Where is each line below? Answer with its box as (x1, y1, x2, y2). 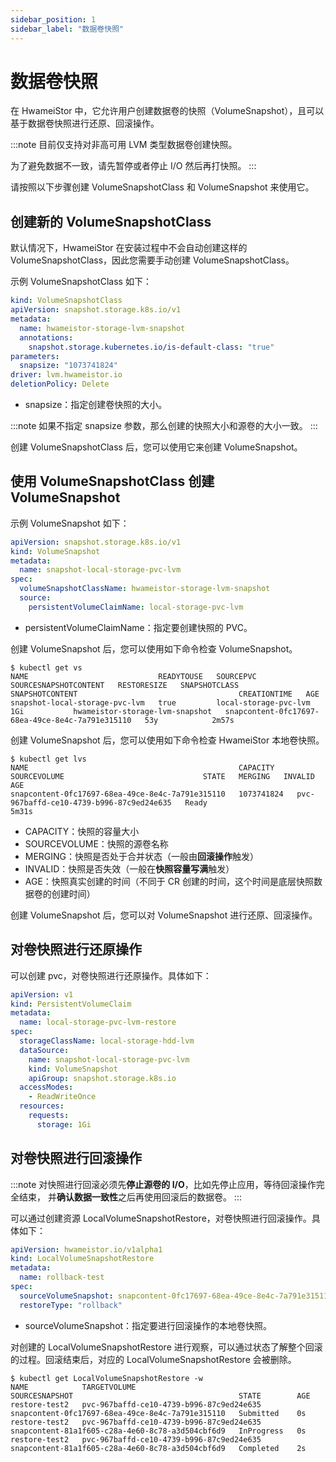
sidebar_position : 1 (10, 14, 97, 25)
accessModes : (19, 1082, 74, 1093)
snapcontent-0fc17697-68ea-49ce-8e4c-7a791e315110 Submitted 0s (10, 1408, 307, 1418)
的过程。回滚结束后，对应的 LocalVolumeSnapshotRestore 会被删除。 (10, 1353, 297, 1365)
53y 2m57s (144, 715, 235, 725)
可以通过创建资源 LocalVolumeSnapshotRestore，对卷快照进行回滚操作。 (10, 1212, 312, 1224)
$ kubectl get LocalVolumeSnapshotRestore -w (10, 1373, 203, 1383)
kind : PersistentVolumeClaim (10, 999, 132, 1009)
